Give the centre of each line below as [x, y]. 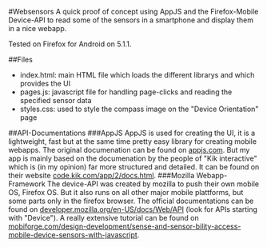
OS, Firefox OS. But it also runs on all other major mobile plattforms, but [126, 192]
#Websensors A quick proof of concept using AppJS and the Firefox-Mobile [133, 12]
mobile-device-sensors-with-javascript [73, 235]
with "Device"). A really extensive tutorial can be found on [104, 218]
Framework [27, 184]
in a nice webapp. [38, 28]
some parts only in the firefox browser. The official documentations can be [131, 201]
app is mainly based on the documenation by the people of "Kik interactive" [133, 158]
